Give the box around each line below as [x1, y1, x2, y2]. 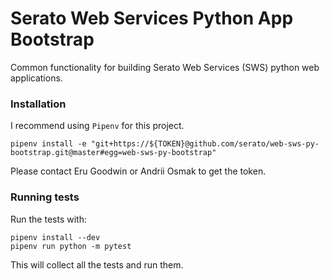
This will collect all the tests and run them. [10, 258, 184, 271]
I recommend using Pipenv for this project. [10, 120, 185, 132]
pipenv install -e [10, 139, 87, 149]
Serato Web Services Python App [10, 7, 294, 30]
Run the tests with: [10, 213, 87, 225]
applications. [10, 72, 63, 84]
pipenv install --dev [10, 232, 101, 242]
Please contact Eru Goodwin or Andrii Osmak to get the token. [10, 165, 267, 177]
